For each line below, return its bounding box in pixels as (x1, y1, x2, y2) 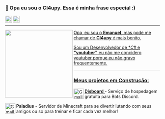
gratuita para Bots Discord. (84, 93, 139, 99)
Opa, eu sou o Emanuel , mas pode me (73, 30, 151, 36)
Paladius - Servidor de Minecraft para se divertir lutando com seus (16, 103, 152, 109)
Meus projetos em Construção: (73, 77, 149, 84)
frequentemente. (73, 60, 108, 66)
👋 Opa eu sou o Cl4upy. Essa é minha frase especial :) (5, 4, 136, 11)
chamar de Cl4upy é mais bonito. (73, 35, 141, 41)
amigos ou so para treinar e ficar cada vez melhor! (16, 108, 118, 114)
